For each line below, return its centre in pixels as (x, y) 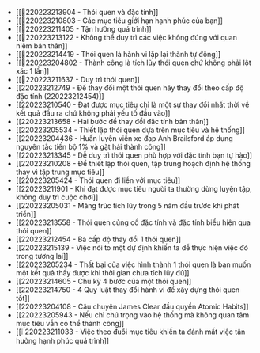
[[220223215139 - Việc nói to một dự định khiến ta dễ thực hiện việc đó (132, 248)
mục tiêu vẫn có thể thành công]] (70, 323)
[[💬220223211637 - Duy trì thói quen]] (77, 80)
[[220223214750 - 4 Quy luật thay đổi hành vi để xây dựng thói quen (128, 290)
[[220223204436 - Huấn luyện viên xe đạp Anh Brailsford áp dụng (124, 138)
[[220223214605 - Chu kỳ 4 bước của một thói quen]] (104, 281)
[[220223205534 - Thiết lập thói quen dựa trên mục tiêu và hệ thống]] (130, 130)
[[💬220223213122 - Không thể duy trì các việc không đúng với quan (126, 37)
